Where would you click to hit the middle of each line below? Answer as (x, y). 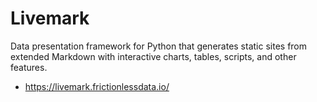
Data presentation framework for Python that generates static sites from (159, 46)
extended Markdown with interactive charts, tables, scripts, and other (153, 56)
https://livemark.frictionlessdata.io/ (97, 86)
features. (29, 67)
